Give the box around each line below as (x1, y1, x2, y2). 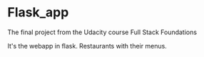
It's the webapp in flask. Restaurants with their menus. (7, 41, 168, 50)
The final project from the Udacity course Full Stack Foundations (7, 28, 198, 36)
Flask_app (7, 4, 69, 21)
